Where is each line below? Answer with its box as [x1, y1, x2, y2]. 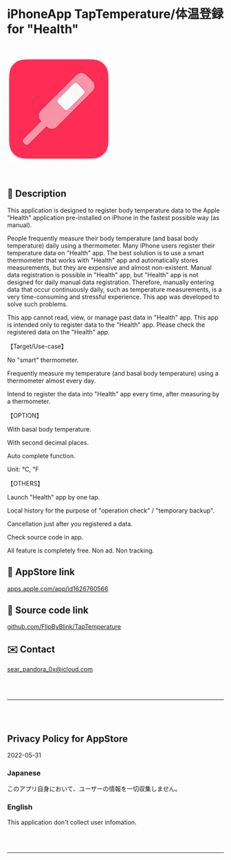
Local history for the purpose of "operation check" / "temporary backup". [7, 506, 215, 515]
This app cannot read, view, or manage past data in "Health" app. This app [7, 313, 219, 321]
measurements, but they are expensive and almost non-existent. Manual [7, 263, 212, 272]
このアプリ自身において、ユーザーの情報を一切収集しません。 [7, 785, 181, 793]
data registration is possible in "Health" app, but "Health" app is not [7, 270, 199, 279]
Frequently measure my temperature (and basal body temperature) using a [7, 369, 219, 377]
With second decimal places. [7, 438, 89, 447]
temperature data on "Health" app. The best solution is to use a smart [7, 248, 204, 257]
